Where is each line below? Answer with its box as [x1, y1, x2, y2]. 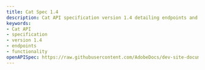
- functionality [6, 49, 48, 55]
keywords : [6, 20, 32, 26]
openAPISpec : [6, 54, 40, 60]
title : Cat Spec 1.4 [6, 9, 59, 15]
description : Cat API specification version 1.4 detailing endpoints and [6, 15, 198, 21]
